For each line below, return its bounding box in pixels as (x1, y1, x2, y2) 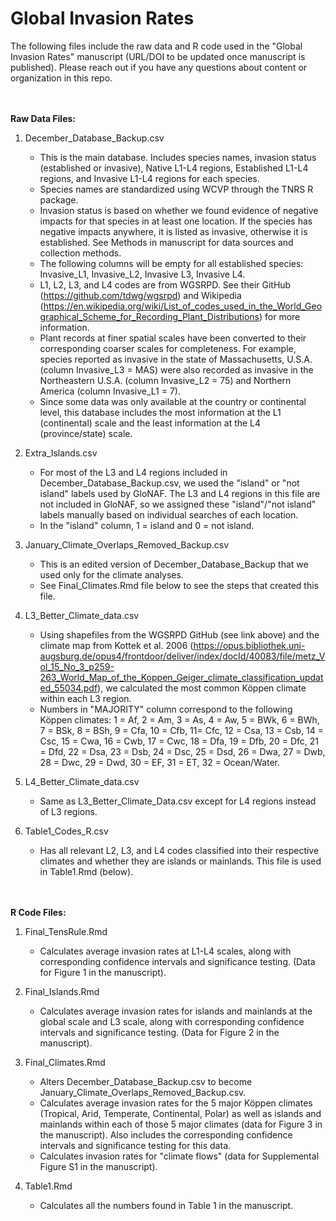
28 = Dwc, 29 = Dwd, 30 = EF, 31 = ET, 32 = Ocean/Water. (39, 756, 281, 768)
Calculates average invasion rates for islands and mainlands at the (39, 1005, 313, 1017)
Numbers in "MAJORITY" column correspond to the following (39, 703, 293, 715)
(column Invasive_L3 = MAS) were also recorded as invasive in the (39, 363, 314, 376)
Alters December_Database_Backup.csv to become (39, 1075, 253, 1087)
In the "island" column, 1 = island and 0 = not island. (39, 519, 255, 531)
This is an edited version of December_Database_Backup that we (39, 558, 309, 570)
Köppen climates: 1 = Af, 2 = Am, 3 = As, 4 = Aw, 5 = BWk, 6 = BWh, (39, 713, 320, 726)
